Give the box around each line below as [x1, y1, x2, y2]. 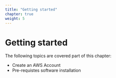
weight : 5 [5, 16, 25, 21]
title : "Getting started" [5, 7, 57, 12]
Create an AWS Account [12, 62, 61, 68]
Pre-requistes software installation [12, 67, 81, 73]
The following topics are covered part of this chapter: [5, 53, 112, 59]
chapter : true [5, 12, 34, 16]
